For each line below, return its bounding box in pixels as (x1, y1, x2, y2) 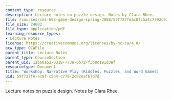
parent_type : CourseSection (5, 55, 66, 60)
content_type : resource (5, 7, 56, 13)
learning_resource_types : (5, 31, 60, 36)
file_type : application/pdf (5, 27, 66, 32)
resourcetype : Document (5, 64, 56, 69)
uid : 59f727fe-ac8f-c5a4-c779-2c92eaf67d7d (5, 74, 100, 79)
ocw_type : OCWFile (5, 45, 45, 51)
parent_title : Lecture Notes (5, 50, 68, 55)
